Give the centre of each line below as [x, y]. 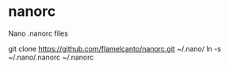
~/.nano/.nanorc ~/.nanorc [51, 57]
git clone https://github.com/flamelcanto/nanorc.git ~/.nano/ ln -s [115, 48]
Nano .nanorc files [38, 33]
